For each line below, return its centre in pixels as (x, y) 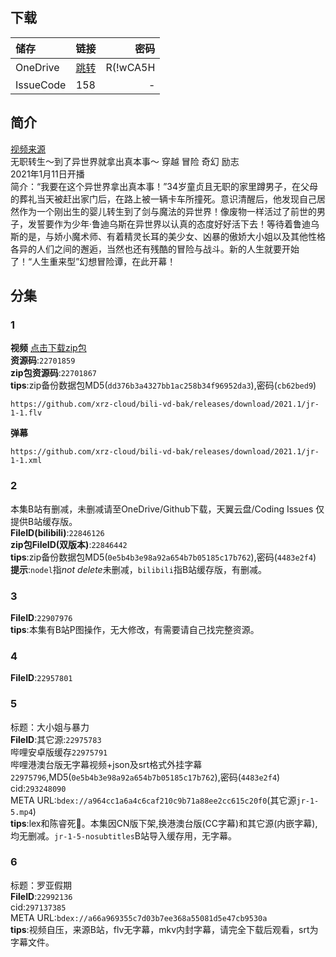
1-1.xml (26, 461)
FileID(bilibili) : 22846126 (57, 532)
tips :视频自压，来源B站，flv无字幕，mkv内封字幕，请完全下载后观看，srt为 (164, 929)
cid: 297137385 (38, 907)
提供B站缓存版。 (44, 521)
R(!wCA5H (130, 67)
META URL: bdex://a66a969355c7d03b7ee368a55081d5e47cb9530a (139, 917)
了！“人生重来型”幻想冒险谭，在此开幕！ (93, 261)
